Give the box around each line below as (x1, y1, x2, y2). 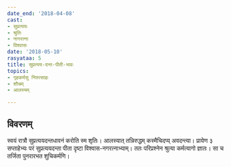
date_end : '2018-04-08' (7, 10, 76, 17)
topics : (7, 67, 30, 74)
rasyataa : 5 (7, 55, 41, 62)
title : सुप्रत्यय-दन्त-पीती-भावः (7, 61, 74, 68)
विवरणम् (7, 118, 33, 130)
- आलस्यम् (7, 87, 30, 93)
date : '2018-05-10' (7, 49, 63, 56)
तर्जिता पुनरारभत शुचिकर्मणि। (7, 152, 70, 160)
